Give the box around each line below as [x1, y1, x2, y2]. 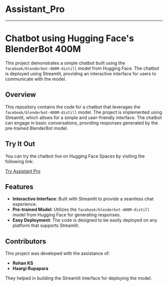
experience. [12, 201, 37, 207]
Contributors [5, 237, 46, 245]
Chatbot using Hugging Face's [5, 33, 134, 44]
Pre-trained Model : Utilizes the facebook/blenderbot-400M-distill [12, 207, 150, 213]
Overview [5, 90, 36, 99]
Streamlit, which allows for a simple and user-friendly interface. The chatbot [5, 114, 162, 120]
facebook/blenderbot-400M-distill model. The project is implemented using [5, 109, 162, 115]
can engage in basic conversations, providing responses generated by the [5, 119, 158, 126]
